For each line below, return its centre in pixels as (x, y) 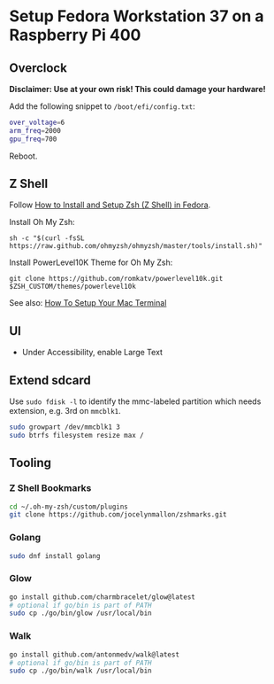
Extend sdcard (50, 380)
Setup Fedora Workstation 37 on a (137, 16)
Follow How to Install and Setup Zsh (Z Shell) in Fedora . (110, 205)
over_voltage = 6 (37, 122)
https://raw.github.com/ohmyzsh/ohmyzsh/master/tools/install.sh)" (136, 246)
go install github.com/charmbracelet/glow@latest (103, 597)
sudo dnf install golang (55, 556)
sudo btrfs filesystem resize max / (76, 435)
